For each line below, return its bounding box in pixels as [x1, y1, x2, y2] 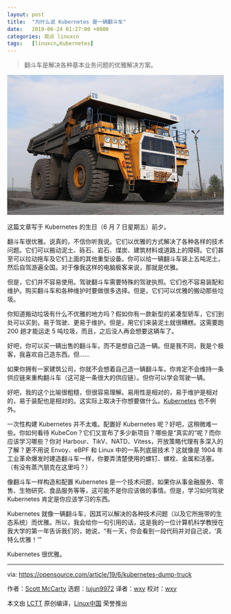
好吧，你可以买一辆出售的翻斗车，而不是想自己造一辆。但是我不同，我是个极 [7, 341, 224, 349]
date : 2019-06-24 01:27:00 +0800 [7, 25, 109, 32]
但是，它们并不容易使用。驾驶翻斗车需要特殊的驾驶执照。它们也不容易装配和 [7, 278, 224, 286]
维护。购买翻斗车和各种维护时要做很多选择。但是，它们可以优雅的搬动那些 [7, 286, 218, 294]
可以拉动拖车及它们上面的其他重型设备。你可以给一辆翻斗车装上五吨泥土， [12, 254, 224, 263]
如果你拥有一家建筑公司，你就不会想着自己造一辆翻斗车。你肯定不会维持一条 [7, 365, 224, 373]
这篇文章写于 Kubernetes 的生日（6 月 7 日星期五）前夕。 [7, 223, 170, 231]
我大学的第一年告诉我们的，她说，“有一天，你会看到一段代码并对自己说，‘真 [7, 526, 222, 535]
